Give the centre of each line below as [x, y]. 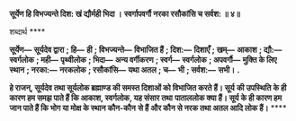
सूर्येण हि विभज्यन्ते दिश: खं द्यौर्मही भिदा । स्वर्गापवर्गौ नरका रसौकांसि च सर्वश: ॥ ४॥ [125, 14]
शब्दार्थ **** [27, 32]
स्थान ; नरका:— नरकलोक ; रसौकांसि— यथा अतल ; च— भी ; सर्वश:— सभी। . [125, 70]
